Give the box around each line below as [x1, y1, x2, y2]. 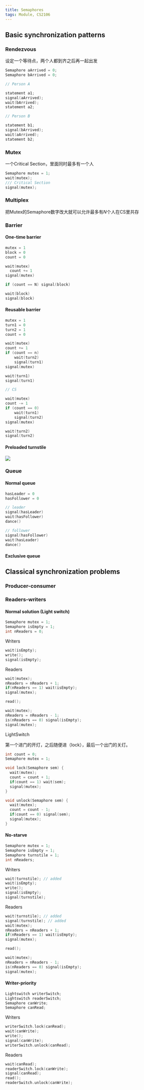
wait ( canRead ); [5, 1061, 37, 1066]
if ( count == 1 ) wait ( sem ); [10, 779, 66, 784]
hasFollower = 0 [5, 496, 39, 501]
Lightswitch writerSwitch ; [5, 991, 62, 996]
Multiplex [5, 197, 29, 204]
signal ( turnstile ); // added [5, 918, 66, 923]
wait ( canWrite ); [5, 1029, 39, 1034]
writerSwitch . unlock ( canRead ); [5, 1043, 71, 1048]
